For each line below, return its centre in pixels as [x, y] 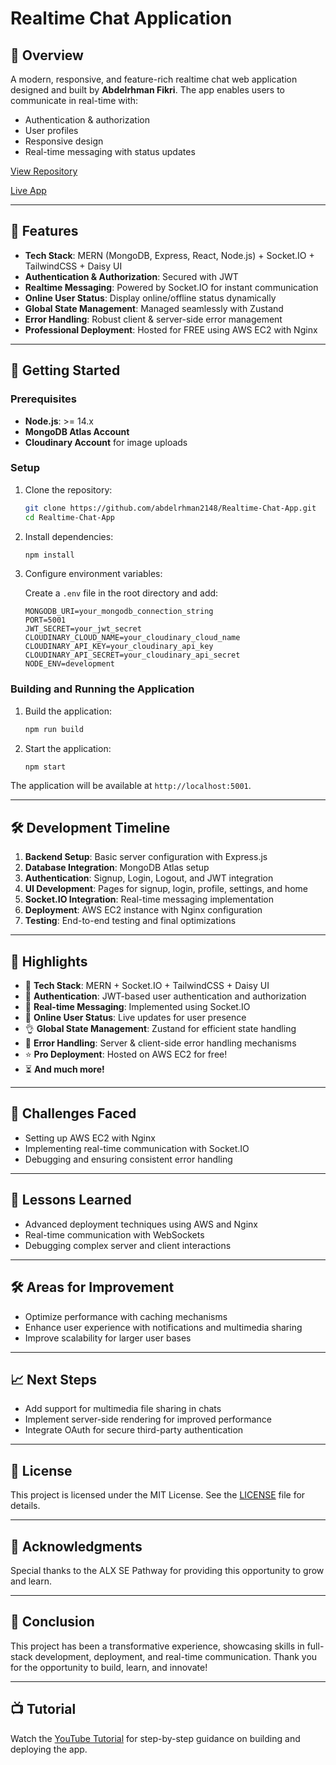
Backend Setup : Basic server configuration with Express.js [146, 857]
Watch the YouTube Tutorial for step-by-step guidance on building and [155, 1738]
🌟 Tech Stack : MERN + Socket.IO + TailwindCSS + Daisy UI [147, 986]
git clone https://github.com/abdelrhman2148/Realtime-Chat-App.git [170, 508]
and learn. [31, 1581]
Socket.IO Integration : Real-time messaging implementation [149, 899]
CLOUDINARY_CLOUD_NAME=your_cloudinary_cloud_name [132, 638]
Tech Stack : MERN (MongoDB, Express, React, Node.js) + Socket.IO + [169, 255]
